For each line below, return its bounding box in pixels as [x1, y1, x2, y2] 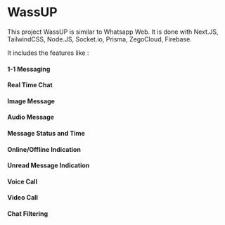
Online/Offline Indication [7, 145, 81, 153]
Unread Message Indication [7, 161, 90, 169]
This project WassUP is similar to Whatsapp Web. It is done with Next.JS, [7, 27, 219, 36]
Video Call [7, 193, 39, 202]
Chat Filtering [7, 209, 49, 218]
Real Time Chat [7, 81, 53, 89]
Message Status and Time [7, 129, 86, 137]
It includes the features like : [7, 49, 89, 57]
